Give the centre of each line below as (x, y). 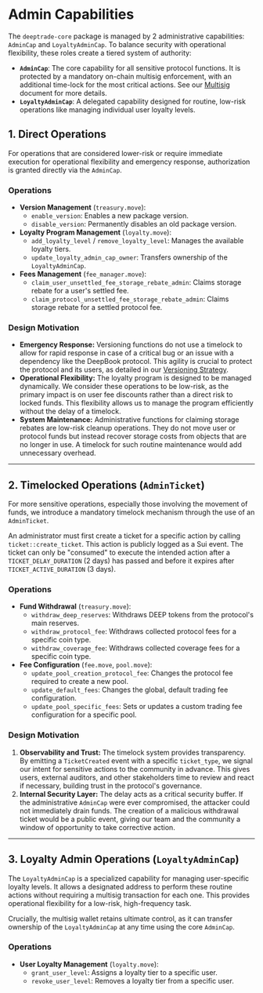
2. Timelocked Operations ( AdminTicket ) (106, 485)
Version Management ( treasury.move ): (83, 207)
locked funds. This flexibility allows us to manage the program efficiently (137, 403)
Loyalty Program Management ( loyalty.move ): (95, 232)
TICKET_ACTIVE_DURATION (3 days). (62, 569)
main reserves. (55, 623)
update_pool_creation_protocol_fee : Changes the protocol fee (132, 673)
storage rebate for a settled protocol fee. (97, 307)
